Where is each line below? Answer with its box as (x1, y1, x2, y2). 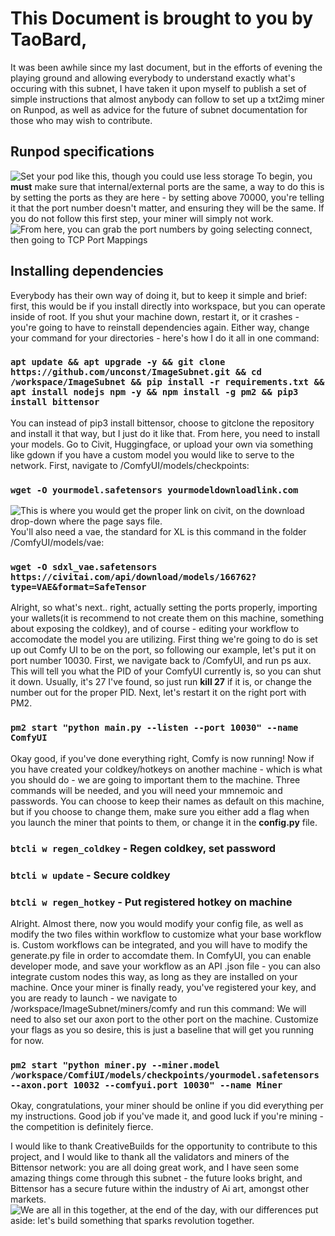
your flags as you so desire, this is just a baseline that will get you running (10, 1023, 315, 1036)
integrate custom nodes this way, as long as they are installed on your (10, 970, 298, 982)
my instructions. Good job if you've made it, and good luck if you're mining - (10, 1110, 324, 1122)
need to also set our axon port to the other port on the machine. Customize (10, 1013, 319, 1025)
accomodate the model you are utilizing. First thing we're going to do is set (10, 633, 318, 646)
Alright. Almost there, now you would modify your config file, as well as (10, 917, 304, 929)
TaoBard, (10, 28, 88, 51)
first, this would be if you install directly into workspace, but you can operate (10, 300, 326, 312)
